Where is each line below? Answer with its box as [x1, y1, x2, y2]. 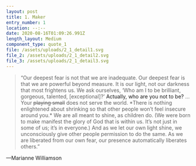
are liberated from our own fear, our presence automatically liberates [20, 137, 187, 144]
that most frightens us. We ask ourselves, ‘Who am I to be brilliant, [20, 87, 181, 94]
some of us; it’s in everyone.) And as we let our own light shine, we [20, 124, 183, 131]
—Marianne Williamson [6, 154, 62, 161]
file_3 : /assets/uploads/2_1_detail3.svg [6, 58, 109, 64]
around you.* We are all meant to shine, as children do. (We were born [20, 111, 191, 118]
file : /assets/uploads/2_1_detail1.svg [6, 47, 104, 53]
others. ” [20, 142, 40, 150]
